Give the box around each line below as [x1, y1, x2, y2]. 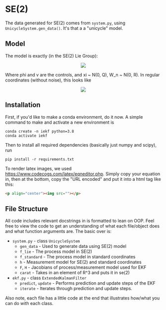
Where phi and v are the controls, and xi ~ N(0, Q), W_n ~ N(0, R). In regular [5, 72, 160, 77]
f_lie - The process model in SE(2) [19, 248, 93, 254]
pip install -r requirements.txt [5, 156, 74, 162]
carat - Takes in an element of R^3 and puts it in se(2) [19, 270, 130, 276]
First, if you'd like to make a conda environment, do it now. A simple [5, 114, 143, 120]
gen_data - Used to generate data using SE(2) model [19, 243, 126, 249]
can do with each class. [5, 301, 54, 307]
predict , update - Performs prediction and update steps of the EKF [19, 280, 156, 286]
